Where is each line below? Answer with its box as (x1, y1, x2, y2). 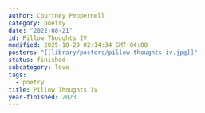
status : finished (8, 56, 66, 64)
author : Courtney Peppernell (8, 11, 105, 20)
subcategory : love (8, 64, 69, 72)
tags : (8, 71, 26, 79)
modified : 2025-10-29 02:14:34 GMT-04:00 (8, 41, 148, 49)
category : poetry (8, 19, 66, 27)
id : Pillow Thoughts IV (8, 33, 88, 42)
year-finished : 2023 (8, 93, 77, 101)
